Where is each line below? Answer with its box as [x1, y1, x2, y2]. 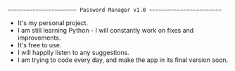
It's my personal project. [17, 19, 89, 27]
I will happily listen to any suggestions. [17, 49, 129, 56]
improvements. [17, 33, 61, 42]
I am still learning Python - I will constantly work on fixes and [17, 26, 194, 34]
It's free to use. [17, 41, 62, 49]
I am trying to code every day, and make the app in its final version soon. [17, 56, 229, 64]
